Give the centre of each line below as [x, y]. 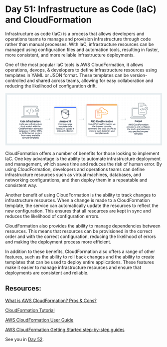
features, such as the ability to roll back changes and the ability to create [80, 256]
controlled [16, 80]
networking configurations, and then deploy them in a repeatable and [76, 180]
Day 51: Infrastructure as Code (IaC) [81, 9]
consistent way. [21, 185]
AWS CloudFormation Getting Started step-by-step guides [65, 329]
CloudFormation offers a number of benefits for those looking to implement [82, 153]
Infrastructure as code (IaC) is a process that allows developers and [75, 33]
